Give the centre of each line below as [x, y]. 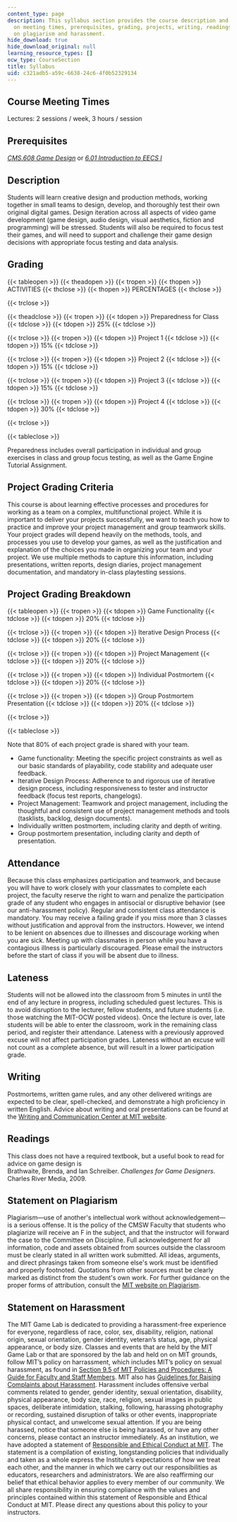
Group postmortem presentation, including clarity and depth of [109, 833]
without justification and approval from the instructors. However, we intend [116, 925]
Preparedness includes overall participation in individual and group [104, 450]
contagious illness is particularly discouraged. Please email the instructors [115, 948]
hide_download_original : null [52, 47]
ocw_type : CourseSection [44, 60]
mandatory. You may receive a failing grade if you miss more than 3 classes [117, 918]
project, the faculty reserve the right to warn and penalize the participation [116, 895]
